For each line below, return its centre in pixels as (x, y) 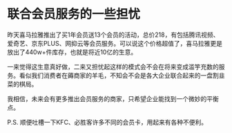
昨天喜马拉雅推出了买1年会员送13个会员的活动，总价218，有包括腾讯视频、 (113, 35)
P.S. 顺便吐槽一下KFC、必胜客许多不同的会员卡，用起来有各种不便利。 (107, 122)
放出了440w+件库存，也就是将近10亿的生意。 (72, 52)
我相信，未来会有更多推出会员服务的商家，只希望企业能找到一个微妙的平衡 (113, 98)
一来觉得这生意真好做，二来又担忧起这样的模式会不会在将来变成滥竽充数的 (113, 66)
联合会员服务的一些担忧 (74, 14)
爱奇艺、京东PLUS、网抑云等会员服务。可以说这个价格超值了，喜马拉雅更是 (115, 43)
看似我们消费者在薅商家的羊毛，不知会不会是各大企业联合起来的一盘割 (119, 75)
